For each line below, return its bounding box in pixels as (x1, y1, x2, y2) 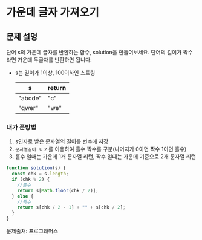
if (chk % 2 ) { (11, 177, 50, 183)
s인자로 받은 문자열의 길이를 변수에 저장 (15, 138, 109, 145)
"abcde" (18, 94, 42, 102)
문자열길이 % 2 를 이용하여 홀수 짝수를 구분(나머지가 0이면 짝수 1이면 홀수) (15, 146, 187, 153)
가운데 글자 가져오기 (6, 5, 100, 19)
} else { (11, 193, 34, 199)
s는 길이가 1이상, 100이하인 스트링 (15, 69, 96, 76)
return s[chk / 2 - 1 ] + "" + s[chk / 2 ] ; (17, 204, 126, 210)
